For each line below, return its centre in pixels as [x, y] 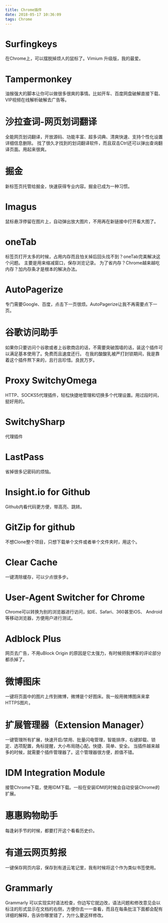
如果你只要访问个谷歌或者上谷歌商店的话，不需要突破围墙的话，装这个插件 [82, 347]
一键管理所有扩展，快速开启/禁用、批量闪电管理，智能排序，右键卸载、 [78, 740]
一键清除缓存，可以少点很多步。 [38, 577]
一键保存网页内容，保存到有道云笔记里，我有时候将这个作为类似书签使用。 [82, 868]
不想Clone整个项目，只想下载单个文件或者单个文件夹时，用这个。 [72, 542]
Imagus [21, 207]
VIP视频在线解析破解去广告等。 [37, 100]
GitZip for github [40, 527]
